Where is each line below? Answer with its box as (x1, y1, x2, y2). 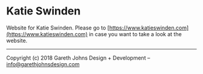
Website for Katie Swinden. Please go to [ (6, 24, 110, 31)
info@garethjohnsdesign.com (6, 60, 80, 67)
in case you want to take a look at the (88, 30, 182, 37)
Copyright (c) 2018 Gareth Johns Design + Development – (6, 54, 150, 61)
